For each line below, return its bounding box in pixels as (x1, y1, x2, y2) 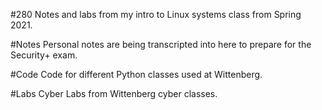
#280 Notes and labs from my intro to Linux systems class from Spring (10, 9, 302, 20)
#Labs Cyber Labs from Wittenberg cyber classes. (10, 88, 218, 99)
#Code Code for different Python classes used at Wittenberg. (10, 69, 263, 80)
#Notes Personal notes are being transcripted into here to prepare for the (10, 39, 312, 50)
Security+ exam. (10, 49, 78, 61)
